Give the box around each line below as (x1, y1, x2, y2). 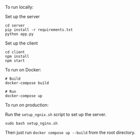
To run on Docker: (5, 67, 41, 72)
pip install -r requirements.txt (5, 27, 73, 32)
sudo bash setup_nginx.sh (5, 121, 58, 126)
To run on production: (5, 102, 49, 108)
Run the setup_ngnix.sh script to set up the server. (5, 112, 106, 117)
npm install (5, 54, 29, 59)
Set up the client (5, 40, 38, 46)
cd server (5, 23, 25, 28)
